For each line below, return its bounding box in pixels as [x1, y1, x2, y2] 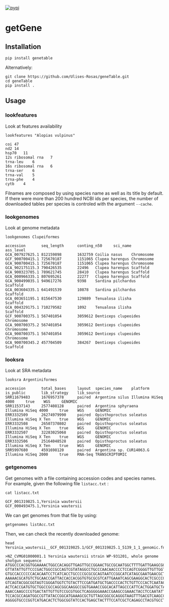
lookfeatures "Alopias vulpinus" [5, 133, 75, 138]
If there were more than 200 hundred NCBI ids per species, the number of [5, 195, 158, 201]
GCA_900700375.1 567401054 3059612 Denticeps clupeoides [5, 331, 141, 336]
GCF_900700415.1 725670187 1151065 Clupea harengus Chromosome [5, 256, 154, 262]
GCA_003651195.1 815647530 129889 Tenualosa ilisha [5, 296, 132, 301]
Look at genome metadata [5, 224, 60, 231]
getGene [5, 23, 42, 34]
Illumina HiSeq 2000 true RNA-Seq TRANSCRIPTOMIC [5, 452, 127, 457]
